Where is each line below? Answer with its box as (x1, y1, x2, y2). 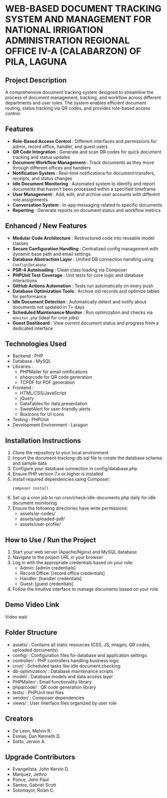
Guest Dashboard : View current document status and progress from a (12, 320, 159, 326)
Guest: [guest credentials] (19, 581, 74, 587)
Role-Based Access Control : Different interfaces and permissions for (12, 138, 157, 144)
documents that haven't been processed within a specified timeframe (12, 186, 156, 192)
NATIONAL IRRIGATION (5, 24, 103, 35)
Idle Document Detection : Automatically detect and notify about (12, 298, 146, 305)
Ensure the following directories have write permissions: (12, 505, 128, 511)
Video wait (5, 614, 27, 620)
